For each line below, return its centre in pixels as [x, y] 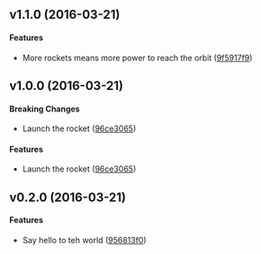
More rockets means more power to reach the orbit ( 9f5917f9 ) [137, 57]
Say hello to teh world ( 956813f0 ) [84, 240]
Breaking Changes [45, 109]
